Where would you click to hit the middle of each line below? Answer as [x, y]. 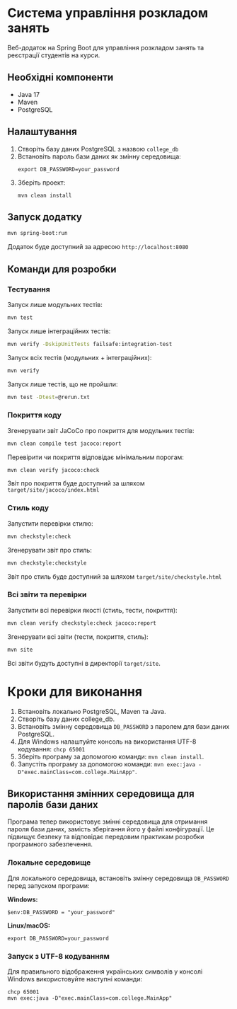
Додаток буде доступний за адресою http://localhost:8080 [98, 247]
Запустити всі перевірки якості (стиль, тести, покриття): [93, 610]
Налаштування [42, 132]
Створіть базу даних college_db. [66, 719]
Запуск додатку [45, 217]
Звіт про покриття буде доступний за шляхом [76, 483]
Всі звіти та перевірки [47, 594]
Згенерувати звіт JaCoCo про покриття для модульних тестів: [101, 430]
